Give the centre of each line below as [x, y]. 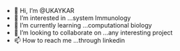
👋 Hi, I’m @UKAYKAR [44, 11]
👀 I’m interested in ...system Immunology [72, 18]
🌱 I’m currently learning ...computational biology [83, 25]
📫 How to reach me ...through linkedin [69, 40]
